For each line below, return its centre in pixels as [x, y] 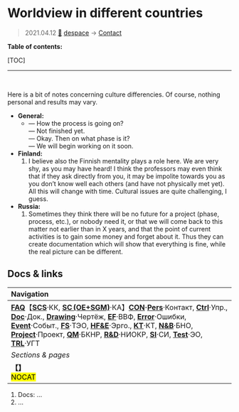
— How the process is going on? [76, 123]
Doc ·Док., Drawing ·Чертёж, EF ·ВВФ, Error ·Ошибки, [99, 316]
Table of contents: [35, 46]
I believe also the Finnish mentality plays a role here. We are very [123, 161]
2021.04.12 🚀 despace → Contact [73, 33]
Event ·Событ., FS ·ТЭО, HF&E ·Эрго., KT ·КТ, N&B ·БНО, [102, 325]
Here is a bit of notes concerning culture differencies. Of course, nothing [114, 94]
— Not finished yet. [57, 131]
